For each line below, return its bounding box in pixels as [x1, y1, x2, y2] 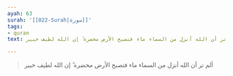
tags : [7, 23, 23, 30]
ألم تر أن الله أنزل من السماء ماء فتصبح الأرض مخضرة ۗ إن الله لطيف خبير [24, 61, 214, 69]
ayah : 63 [7, 10, 33, 17]
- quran [7, 29, 30, 37]
